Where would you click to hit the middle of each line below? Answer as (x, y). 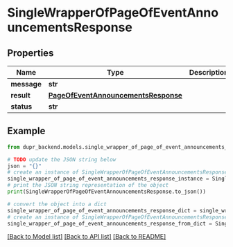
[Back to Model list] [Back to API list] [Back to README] (87, 237)
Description (209, 72)
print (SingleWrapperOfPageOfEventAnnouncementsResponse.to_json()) (107, 192)
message (26, 84)
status (21, 107)
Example (26, 131)
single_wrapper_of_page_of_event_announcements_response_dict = (102, 210)
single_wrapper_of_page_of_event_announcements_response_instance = (108, 179)
